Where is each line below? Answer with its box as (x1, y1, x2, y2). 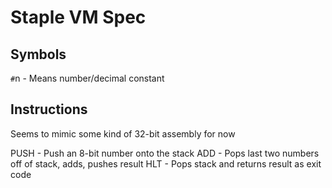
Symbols (10, 46, 67, 63)
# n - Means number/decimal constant (10, 72, 165, 84)
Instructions (10, 101, 88, 118)
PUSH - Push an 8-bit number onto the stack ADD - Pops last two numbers (10, 147, 320, 159)
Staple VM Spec (10, 6, 147, 29)
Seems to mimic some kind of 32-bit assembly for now (10, 127, 236, 140)
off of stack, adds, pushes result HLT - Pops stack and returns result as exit (10, 157, 322, 170)
